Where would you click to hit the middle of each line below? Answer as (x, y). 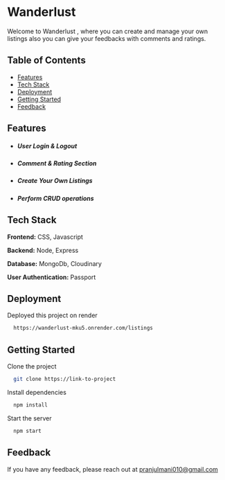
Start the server (29, 418)
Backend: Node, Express (43, 250)
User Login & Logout (47, 145)
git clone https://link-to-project (65, 379)
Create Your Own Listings (55, 181)
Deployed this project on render (53, 315)
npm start (27, 431)
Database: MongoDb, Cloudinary (55, 263)
